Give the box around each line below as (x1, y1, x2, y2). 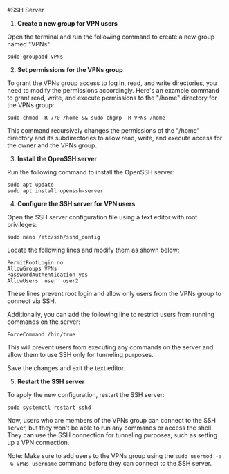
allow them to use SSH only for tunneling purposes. (7, 351, 154, 358)
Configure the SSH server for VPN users (17, 200, 136, 208)
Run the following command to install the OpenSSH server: (7, 168, 174, 176)
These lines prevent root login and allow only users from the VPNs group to (7, 290, 221, 298)
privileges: (7, 221, 37, 228)
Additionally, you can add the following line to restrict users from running (7, 311, 214, 318)
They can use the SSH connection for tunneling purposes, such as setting (7, 431, 218, 439)
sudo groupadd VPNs (7, 53, 64, 60)
